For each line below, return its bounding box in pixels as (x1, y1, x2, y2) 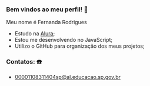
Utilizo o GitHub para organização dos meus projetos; (14, 42, 145, 49)
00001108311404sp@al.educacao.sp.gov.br (14, 73, 121, 80)
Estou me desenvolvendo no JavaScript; (14, 37, 113, 44)
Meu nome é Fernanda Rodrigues (6, 19, 87, 26)
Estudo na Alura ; (14, 30, 55, 37)
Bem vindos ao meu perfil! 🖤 (6, 5, 88, 14)
